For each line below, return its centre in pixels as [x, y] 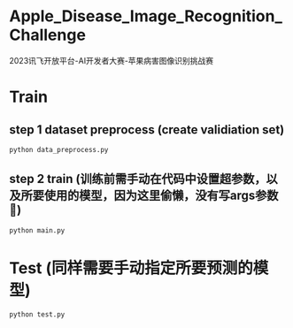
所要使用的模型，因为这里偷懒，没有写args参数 [150, 196]
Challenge [48, 35]
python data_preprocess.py [59, 149]
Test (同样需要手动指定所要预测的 [131, 268]
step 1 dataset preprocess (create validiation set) [147, 130]
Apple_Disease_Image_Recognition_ [146, 16]
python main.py [37, 230]
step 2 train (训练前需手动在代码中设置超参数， [138, 179]
